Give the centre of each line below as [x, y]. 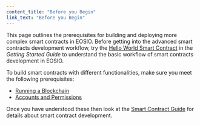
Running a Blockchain [42, 90]
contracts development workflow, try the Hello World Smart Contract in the [100, 48]
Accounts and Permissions [48, 97]
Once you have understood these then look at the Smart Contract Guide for [100, 109]
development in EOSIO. [35, 61]
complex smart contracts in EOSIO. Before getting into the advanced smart [99, 41]
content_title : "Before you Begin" [51, 12]
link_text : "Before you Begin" [46, 18]
